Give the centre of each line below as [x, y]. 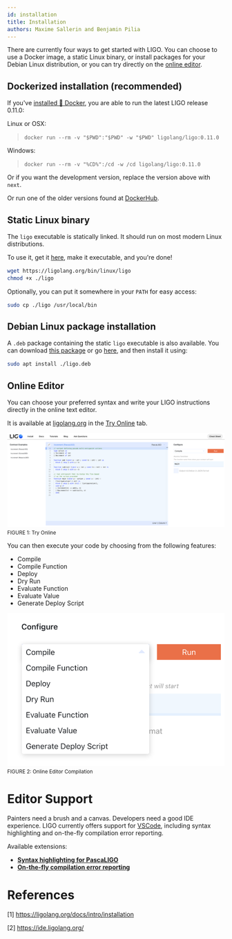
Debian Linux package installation [82, 327]
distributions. [26, 244]
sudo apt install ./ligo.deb [49, 364]
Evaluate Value [38, 596]
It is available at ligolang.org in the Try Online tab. [77, 423]
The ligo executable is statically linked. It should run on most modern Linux [115, 236]
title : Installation [37, 22]
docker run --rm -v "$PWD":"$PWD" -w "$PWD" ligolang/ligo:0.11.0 [122, 138]
